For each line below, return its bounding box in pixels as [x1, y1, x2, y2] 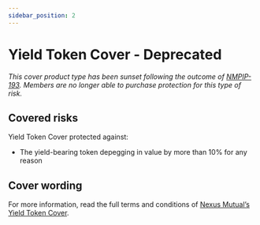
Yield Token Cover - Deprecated [8, 45, 222, 63]
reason [19, 156, 43, 166]
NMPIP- [225, 72, 252, 81]
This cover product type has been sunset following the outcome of [8, 72, 225, 81]
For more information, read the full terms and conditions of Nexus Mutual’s [8, 200, 251, 209]
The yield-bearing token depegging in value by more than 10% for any [19, 148, 248, 157]
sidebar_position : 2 [8, 11, 76, 20]
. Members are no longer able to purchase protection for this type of [19, 80, 242, 89]
